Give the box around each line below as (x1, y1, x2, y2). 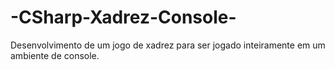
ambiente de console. (10, 49, 100, 61)
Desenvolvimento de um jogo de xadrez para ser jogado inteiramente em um (10, 39, 326, 51)
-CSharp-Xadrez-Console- (10, 6, 237, 29)
